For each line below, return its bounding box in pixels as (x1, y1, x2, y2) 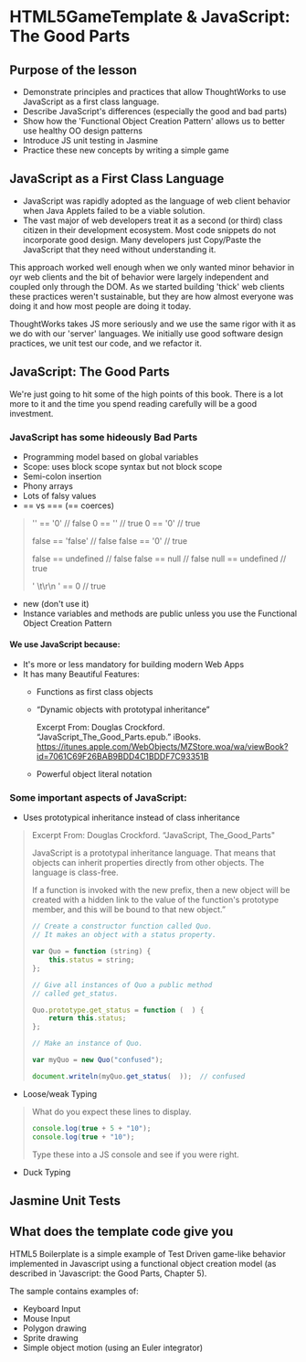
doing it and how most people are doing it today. (9, 300, 192, 312)
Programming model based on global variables (22, 451, 199, 463)
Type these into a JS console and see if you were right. (31, 1149, 239, 1160)
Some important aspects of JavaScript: (9, 792, 187, 804)
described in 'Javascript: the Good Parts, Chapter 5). (9, 1268, 207, 1279)
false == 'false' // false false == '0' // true (31, 535, 188, 546)
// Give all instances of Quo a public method (31, 980, 213, 989)
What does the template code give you (9, 1224, 234, 1240)
